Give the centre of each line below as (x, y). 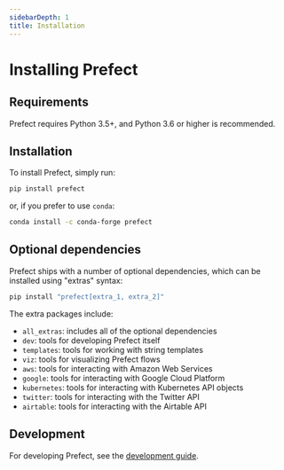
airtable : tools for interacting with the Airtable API (114, 406)
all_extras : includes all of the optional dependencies (119, 331)
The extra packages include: (61, 313)
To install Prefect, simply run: (62, 173)
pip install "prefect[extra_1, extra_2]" (87, 297)
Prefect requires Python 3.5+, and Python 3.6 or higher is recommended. (142, 123)
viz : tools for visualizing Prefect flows (91, 359)
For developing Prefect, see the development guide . (104, 455)
